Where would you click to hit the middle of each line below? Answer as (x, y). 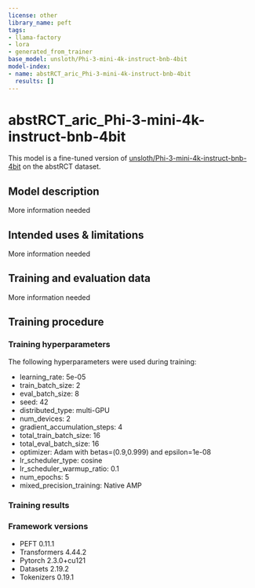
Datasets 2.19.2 (44, 568)
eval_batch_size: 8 (49, 393)
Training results (39, 506)
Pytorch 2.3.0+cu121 (53, 560)
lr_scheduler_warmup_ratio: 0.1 (69, 469)
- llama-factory (35, 37)
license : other (33, 15)
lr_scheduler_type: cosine (61, 460)
